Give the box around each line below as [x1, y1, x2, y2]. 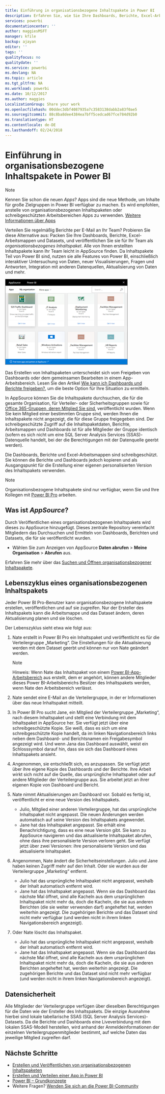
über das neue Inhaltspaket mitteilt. [12, 700, 84, 706]
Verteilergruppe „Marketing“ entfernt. [12, 868, 88, 874]
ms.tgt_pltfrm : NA [5, 81, 43, 86]
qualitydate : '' [5, 60, 38, 65]
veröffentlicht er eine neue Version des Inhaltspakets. [12, 797, 120, 803]
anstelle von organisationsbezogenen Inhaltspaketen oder [5, 207, 122, 213]
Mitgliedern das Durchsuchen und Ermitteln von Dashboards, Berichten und [5, 530, 158, 536]
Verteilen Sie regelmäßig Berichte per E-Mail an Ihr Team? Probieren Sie [5, 227, 151, 233]
